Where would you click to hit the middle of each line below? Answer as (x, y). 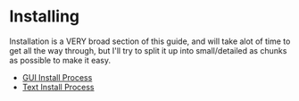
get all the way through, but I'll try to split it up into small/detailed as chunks (148, 50)
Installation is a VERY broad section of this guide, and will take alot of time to (150, 41)
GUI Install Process (57, 77)
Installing (45, 17)
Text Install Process (58, 87)
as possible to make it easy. (60, 60)
